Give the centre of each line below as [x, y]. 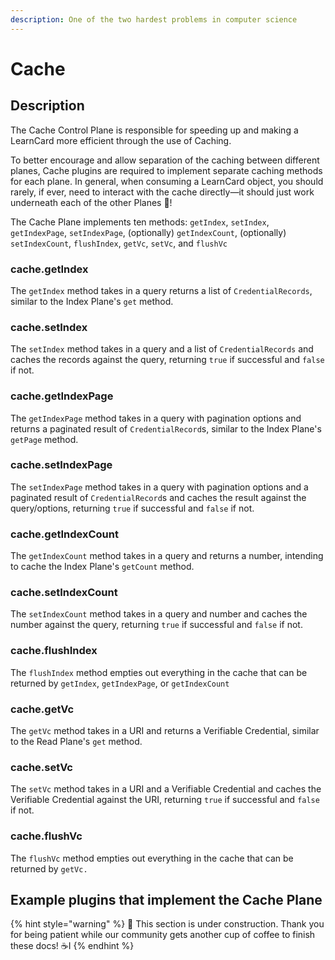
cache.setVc [41, 767]
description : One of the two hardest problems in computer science [154, 19]
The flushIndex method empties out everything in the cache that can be [159, 672]
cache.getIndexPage [62, 396]
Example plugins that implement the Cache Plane [166, 899]
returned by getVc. [49, 868]
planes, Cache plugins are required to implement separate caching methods [166, 170]
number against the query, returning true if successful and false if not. [156, 625]
